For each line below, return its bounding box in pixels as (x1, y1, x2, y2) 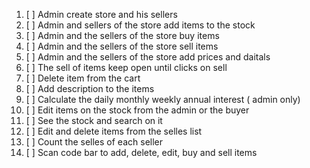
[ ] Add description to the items (25, 83, 155, 94)
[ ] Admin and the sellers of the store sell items (25, 40, 219, 52)
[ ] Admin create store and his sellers (25, 9, 178, 20)
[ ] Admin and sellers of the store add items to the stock (25, 19, 256, 31)
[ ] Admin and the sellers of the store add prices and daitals (25, 51, 271, 63)
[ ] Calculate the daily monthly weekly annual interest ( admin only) (25, 94, 301, 105)
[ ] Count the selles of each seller (25, 136, 164, 148)
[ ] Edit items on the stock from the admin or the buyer (25, 104, 250, 116)
